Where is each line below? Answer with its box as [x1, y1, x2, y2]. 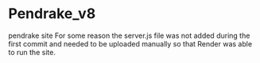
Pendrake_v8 [8, 5, 96, 23]
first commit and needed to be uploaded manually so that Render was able [8, 39, 253, 48]
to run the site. [8, 47, 56, 57]
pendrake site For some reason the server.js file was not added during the [8, 31, 250, 40]
